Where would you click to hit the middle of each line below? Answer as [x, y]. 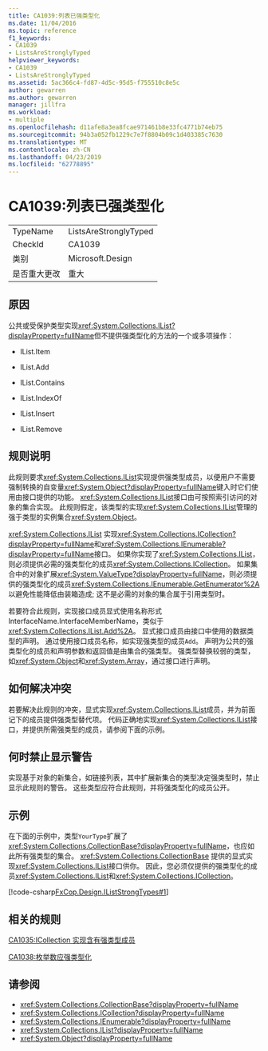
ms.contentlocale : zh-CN [49, 150]
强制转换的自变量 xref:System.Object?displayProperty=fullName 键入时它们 [130, 487]
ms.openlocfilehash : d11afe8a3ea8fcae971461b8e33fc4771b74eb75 [116, 127]
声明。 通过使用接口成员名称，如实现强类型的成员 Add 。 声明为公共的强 [138, 641]
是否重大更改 [37, 274]
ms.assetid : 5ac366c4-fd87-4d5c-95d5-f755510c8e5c [94, 82]
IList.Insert [37, 414]
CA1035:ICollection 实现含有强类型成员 [72, 940]
